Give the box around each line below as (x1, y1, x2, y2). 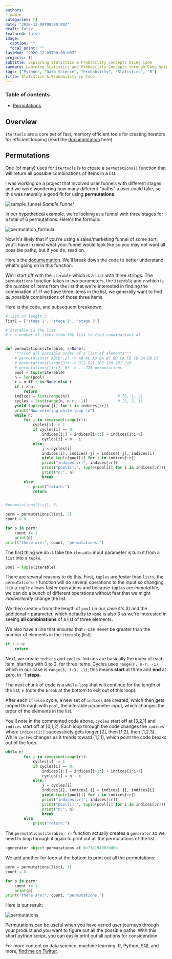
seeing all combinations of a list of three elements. (5, 616, 113, 622)
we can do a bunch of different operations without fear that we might (5, 590, 151, 596)
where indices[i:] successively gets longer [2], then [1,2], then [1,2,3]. (5, 729, 156, 735)
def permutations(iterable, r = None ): (5, 346, 86, 351)
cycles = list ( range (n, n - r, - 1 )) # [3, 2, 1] (14, 398, 143, 404)
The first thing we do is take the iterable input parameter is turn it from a (5, 549, 160, 555)
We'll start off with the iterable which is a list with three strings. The (5, 272, 153, 278)
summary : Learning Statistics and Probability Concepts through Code (5, 64, 157, 70)
